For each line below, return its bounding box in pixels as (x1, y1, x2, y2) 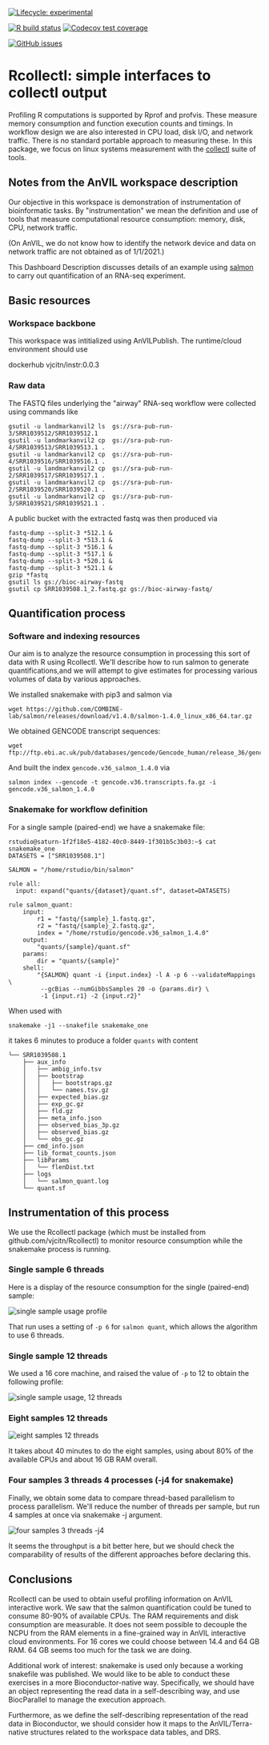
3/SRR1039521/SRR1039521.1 (8, 499, 98, 508)
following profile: (8, 1377, 64, 1387)
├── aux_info (22, 1058, 66, 1066)
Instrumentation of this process (8, 1206, 170, 1220)
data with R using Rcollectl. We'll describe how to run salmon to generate (8, 657, 250, 667)
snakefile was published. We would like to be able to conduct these (8, 1669, 231, 1679)
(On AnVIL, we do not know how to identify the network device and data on (8, 238, 256, 247)
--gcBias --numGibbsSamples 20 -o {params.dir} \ (40, 985, 210, 993)
